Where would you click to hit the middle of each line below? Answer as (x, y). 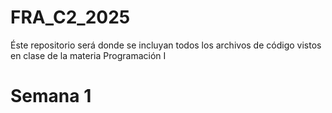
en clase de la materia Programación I (88, 55)
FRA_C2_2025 (70, 17)
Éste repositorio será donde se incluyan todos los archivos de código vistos (166, 45)
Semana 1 (51, 96)
